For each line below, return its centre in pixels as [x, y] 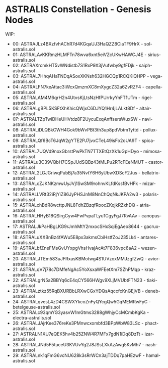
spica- [148, 141]
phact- [152, 323]
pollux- [150, 129]
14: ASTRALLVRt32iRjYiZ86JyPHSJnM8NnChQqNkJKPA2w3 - [77, 194]
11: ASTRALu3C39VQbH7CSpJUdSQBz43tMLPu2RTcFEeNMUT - [80, 162]
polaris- [151, 194]
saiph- [146, 65]
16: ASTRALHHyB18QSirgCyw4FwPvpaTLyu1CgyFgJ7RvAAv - [76, 215]
